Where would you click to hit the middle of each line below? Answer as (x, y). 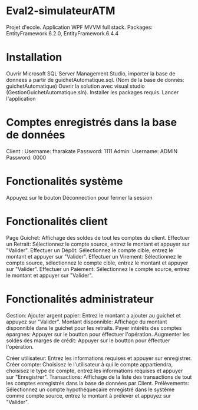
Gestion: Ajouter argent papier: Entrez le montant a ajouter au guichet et (93, 315)
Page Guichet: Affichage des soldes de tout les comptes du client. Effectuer (98, 237)
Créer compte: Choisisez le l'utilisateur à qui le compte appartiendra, (90, 364)
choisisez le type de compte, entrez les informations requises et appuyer (95, 371)
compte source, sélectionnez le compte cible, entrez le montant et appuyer (97, 263)
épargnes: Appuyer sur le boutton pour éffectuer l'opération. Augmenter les (98, 334)
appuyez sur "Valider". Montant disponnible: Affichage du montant (87, 322)
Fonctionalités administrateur (80, 299)
